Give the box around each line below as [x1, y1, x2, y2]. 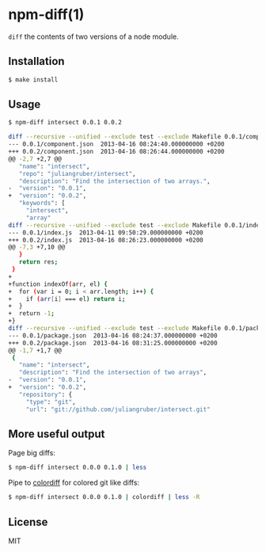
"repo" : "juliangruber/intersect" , [18, 169, 136, 177]
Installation [8, 55, 65, 68]
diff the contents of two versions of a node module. [8, 32, 180, 41]
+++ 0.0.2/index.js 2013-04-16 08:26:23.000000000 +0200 [8, 236, 203, 244]
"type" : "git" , [25, 398, 77, 405]
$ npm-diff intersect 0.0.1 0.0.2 [8, 119, 123, 127]
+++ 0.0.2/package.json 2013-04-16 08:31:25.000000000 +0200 [8, 339, 218, 347]
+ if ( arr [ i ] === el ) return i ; [8, 295, 126, 303]
